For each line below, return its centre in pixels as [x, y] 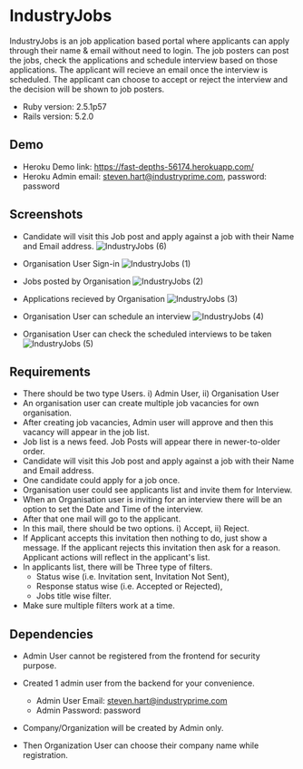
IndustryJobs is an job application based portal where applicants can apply [150, 41]
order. [34, 452]
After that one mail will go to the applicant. [102, 519]
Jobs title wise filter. [73, 596]
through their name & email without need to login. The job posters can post [149, 50]
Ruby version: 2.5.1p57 [64, 106]
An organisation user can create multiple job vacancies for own [141, 404]
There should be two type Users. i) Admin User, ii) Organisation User [151, 394]
